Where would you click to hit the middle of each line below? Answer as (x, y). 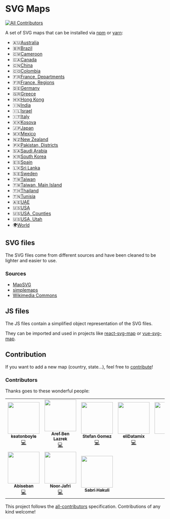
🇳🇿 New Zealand (30, 139)
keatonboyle (24, 436)
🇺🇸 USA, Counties (32, 213)
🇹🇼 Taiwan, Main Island (37, 185)
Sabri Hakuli (97, 490)
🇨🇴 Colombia (27, 71)
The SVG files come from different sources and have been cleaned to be (81, 255)
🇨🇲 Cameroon (28, 54)
